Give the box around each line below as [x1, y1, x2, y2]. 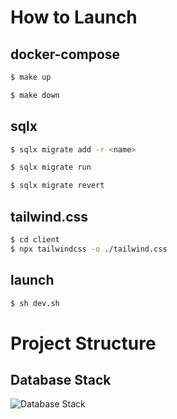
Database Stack [10, 372, 112, 389]
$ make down [10, 90, 60, 100]
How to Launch [10, 6, 138, 29]
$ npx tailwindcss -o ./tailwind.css [10, 244, 168, 254]
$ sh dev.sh [10, 298, 60, 308]
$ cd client [10, 235, 60, 245]
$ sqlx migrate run [10, 162, 92, 173]
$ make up [10, 72, 52, 82]
